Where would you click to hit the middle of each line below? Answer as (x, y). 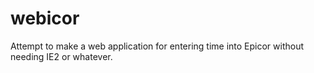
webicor (45, 18)
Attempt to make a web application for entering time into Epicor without (157, 46)
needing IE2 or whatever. (61, 56)
